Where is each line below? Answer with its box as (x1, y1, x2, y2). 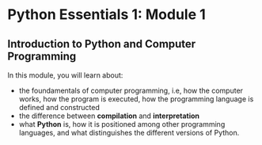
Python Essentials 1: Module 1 (7, 6, 207, 24)
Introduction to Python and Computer (7, 37, 196, 51)
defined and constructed (18, 103, 101, 112)
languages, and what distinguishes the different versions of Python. (18, 128, 240, 137)
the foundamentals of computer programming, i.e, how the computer (18, 86, 243, 95)
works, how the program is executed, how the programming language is (18, 94, 254, 104)
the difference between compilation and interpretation (18, 111, 199, 120)
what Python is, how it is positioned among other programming (18, 120, 226, 128)
